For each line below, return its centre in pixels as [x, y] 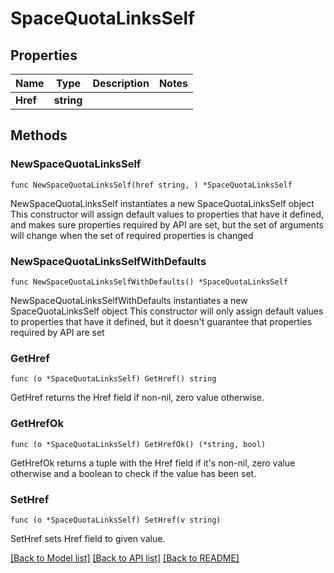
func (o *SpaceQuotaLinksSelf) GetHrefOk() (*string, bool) [138, 444]
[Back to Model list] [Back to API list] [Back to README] [125, 558]
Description [121, 83]
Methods [39, 135]
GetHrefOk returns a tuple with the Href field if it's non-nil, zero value [153, 463]
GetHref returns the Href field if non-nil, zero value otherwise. [137, 398]
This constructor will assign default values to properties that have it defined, [167, 214]
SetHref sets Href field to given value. [88, 538]
